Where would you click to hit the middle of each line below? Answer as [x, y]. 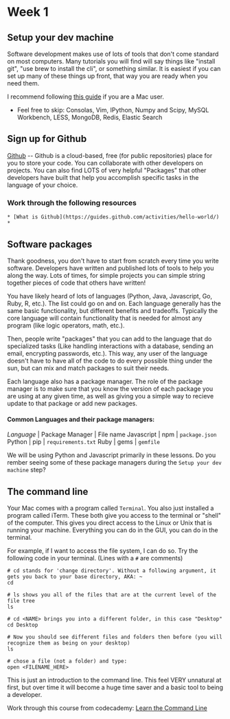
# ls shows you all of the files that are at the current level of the [112, 595]
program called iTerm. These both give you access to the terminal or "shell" [114, 515]
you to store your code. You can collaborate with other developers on [105, 163]
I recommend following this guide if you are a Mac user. [86, 97]
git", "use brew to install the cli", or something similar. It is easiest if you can [114, 69]
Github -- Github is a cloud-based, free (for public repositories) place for [110, 155]
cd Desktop [23, 625]
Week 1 [28, 12]
